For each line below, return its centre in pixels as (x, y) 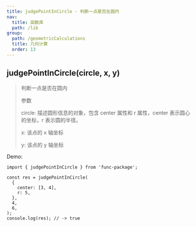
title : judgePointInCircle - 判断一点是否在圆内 (63, 11)
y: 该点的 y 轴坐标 (42, 145)
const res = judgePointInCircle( (47, 177)
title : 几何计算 (30, 44)
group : (15, 33)
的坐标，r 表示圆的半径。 (51, 120)
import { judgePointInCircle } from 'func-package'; (72, 167)
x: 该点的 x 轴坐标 (42, 132)
